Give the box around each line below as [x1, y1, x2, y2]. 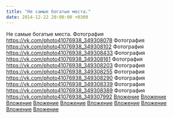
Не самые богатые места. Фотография [6, 30, 104, 37]
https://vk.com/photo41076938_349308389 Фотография [6, 87, 145, 94]
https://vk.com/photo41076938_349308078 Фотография [6, 37, 145, 44]
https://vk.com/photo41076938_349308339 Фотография [6, 80, 145, 87]
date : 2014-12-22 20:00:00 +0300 [6, 14, 89, 20]
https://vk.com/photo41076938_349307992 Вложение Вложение [6, 93, 167, 100]
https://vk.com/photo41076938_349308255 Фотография [6, 68, 145, 75]
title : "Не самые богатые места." [6, 8, 92, 15]
